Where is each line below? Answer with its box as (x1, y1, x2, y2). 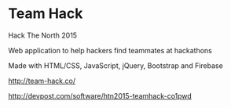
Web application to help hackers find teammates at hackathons (8, 45, 212, 55)
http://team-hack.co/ (8, 76, 76, 85)
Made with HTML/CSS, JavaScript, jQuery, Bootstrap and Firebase (8, 60, 224, 70)
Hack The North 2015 (8, 31, 77, 40)
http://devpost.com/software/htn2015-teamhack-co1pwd (8, 91, 192, 100)
